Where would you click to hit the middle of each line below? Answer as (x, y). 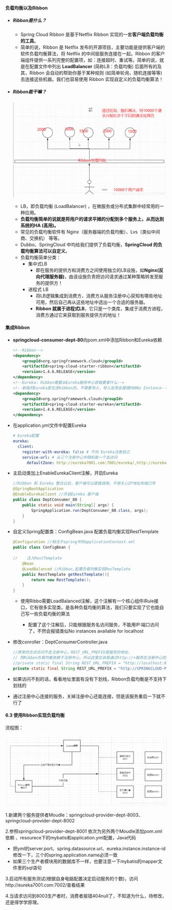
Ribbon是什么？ (29, 20)
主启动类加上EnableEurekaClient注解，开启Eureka (65, 473)
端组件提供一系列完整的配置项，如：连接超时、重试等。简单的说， (90, 60)
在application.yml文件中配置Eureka (50, 425)
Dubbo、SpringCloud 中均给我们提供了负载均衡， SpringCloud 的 (89, 244)
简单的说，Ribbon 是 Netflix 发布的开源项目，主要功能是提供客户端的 (93, 47)
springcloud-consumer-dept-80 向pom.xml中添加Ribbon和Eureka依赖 (87, 340)
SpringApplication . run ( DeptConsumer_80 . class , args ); (90, 510)
